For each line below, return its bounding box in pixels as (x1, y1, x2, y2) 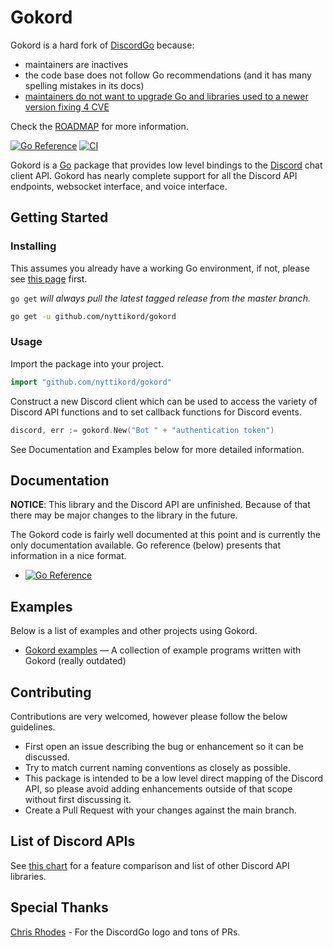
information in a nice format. (10, 550, 127, 562)
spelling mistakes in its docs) (24, 79, 145, 91)
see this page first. (10, 272, 88, 285)
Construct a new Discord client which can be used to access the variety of (10, 395, 318, 407)
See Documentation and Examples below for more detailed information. (10, 443, 305, 455)
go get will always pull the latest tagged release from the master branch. (10, 292, 311, 304)
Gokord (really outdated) (24, 655, 127, 667)
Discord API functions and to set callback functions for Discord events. (10, 406, 302, 418)
